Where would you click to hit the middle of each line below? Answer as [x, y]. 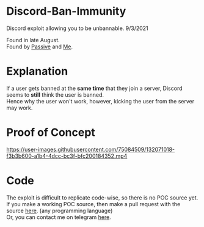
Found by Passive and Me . [40, 47]
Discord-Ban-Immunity [66, 11]
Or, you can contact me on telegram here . [59, 217]
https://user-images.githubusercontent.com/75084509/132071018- [91, 149]
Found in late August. [33, 40]
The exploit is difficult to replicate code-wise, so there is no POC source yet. [102, 198]
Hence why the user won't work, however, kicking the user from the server [100, 101]
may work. [20, 108]
